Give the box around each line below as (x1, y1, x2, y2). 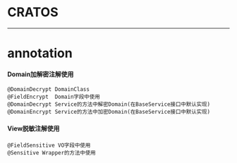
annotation (7, 45, 73, 61)
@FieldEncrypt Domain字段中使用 (7, 93, 100, 101)
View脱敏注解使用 (7, 124, 60, 133)
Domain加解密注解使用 (7, 70, 74, 78)
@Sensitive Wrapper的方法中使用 (7, 149, 97, 156)
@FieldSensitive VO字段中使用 (7, 142, 91, 149)
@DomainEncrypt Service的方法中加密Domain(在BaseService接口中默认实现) (7, 109, 210, 116)
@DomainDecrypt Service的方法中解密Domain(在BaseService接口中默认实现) (7, 101, 210, 108)
